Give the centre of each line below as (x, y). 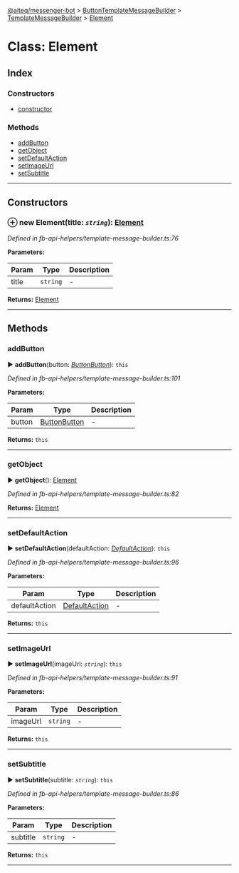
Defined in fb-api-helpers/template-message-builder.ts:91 (92, 678)
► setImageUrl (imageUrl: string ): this (65, 664)
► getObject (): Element (42, 480)
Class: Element (53, 47)
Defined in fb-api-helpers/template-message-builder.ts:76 (93, 238)
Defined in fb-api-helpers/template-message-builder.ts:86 (93, 793)
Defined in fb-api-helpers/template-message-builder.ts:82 (93, 494)
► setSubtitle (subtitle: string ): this (60, 779)
